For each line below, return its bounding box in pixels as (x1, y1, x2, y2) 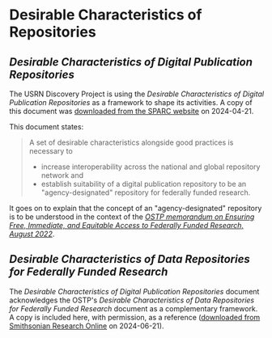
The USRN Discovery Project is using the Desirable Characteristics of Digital (9, 89, 265, 99)
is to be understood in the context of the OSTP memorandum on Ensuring (9, 212, 255, 222)
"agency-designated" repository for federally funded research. (40, 188, 251, 197)
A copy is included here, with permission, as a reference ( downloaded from (9, 312, 261, 322)
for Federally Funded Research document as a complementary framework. (9, 303, 258, 313)
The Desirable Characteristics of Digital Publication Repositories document (9, 286, 260, 296)
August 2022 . (9, 229, 55, 239)
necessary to (28, 146, 74, 155)
